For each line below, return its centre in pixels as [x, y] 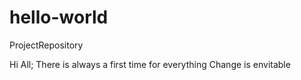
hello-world [59, 17]
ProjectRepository [46, 45]
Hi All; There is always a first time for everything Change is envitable [150, 64]
